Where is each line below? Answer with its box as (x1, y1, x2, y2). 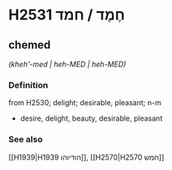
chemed (8, 38, 51, 52)
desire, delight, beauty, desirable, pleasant (19, 113, 163, 123)
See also (8, 134, 43, 145)
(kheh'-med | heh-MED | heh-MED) (8, 59, 127, 69)
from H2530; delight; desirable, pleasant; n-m (8, 98, 161, 108)
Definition (8, 79, 49, 91)
